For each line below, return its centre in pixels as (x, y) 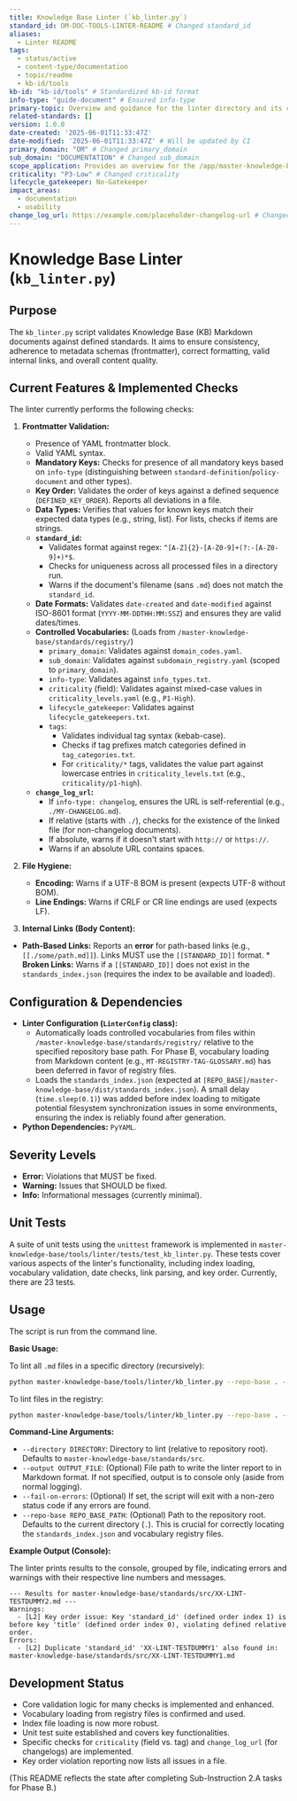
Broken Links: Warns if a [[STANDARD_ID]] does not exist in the (136, 965)
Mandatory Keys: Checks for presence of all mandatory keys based (160, 463)
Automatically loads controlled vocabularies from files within (145, 1033)
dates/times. (58, 623)
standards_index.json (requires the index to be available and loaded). (148, 974)
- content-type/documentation (72, 67)
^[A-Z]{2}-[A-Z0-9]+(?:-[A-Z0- (221, 548)
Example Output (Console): (60, 1551)
